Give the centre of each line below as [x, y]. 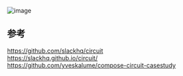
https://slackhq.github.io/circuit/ [52, 58]
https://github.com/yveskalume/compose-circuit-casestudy [91, 65]
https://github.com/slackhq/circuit [55, 51]
